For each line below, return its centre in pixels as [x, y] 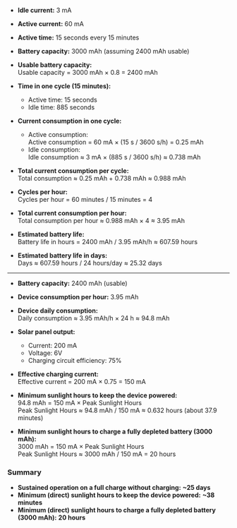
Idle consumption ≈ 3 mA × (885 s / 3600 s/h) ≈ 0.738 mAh [114, 157]
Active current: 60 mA [51, 24]
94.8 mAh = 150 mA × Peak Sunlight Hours [80, 403]
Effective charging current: [58, 374]
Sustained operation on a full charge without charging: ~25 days [114, 488]
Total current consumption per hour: [72, 213]
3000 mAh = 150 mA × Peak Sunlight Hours [81, 446]
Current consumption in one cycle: [69, 121]
